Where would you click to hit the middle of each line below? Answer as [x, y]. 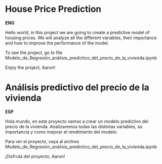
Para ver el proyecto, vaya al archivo [42, 141]
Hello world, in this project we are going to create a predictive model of [77, 32]
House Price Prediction [53, 9]
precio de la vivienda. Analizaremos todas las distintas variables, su [74, 126]
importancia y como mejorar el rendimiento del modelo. [61, 132]
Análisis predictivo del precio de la [77, 87]
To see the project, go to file [34, 53]
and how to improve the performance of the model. [57, 43]
